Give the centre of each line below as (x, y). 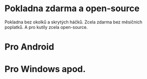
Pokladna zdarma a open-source (72, 9)
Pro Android (29, 47)
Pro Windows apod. (45, 69)
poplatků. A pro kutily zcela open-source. (46, 27)
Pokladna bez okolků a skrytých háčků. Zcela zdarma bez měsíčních (73, 22)
